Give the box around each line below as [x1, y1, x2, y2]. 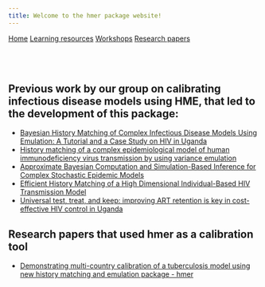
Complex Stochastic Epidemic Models [19, 171, 145, 180]
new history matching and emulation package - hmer [19, 269, 193, 279]
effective [19, 204, 49, 214]
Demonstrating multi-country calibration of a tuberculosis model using [19, 261, 251, 271]
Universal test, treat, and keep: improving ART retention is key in [19, 196, 231, 206]
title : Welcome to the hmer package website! [8, 11, 162, 20]
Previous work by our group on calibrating [8, 82, 221, 96]
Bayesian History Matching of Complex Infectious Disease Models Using [19, 128, 257, 138]
